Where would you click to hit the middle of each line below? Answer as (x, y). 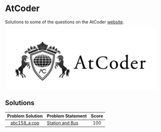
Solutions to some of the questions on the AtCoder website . (65, 22)
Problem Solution (25, 116)
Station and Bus (63, 123)
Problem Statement (67, 116)
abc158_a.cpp (25, 123)
